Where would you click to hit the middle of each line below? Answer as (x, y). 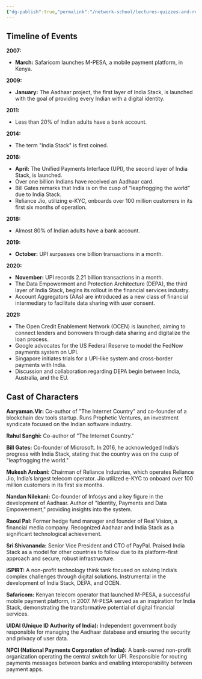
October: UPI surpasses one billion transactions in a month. (89, 254)
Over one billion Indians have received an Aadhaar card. (84, 182)
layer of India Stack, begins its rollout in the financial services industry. (103, 290)
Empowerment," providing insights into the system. (69, 509)
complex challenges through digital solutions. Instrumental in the (86, 576)
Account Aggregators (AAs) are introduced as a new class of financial (101, 297)
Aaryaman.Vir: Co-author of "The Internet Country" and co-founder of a (97, 412)
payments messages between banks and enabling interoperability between (99, 663)
